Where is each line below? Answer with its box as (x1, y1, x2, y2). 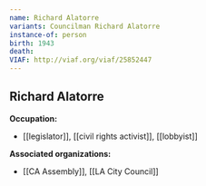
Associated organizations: (9, 148, 112, 159)
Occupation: (9, 113, 57, 123)
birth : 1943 (9, 38, 54, 48)
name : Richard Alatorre (9, 13, 100, 23)
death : (9, 47, 34, 56)
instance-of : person (9, 30, 88, 39)
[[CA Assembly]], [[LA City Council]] (22, 165, 159, 177)
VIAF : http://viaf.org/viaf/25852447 (9, 55, 152, 64)
